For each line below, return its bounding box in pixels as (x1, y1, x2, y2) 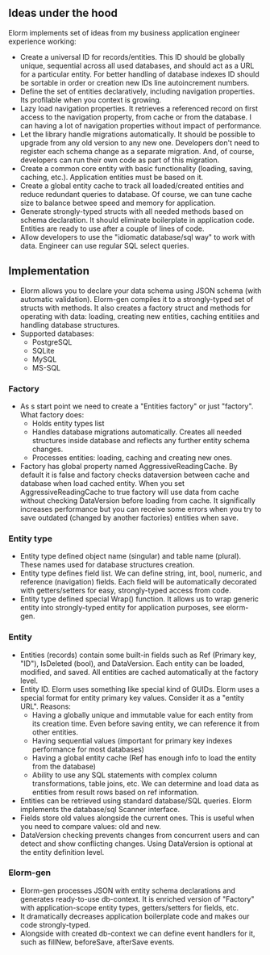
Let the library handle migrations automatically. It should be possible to (19, 129, 255, 139)
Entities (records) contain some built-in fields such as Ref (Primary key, (19, 650, 256, 660)
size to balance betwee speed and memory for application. (19, 198, 216, 207)
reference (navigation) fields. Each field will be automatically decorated (19, 577, 257, 587)
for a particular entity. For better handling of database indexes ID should (19, 69, 260, 79)
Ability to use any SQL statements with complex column (31, 770, 218, 780)
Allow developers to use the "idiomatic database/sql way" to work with (19, 232, 255, 241)
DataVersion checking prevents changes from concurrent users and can (19, 830, 260, 840)
